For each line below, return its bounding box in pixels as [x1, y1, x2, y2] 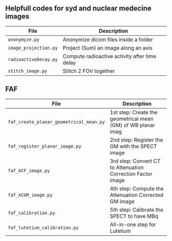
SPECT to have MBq [110, 212, 159, 219]
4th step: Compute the [110, 185, 164, 192]
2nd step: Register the [110, 136, 163, 143]
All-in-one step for [110, 220, 156, 228]
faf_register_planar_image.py [8, 143, 82, 149]
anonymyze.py [8, 36, 40, 43]
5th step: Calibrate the [110, 206, 164, 213]
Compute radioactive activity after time [62, 52, 157, 59]
